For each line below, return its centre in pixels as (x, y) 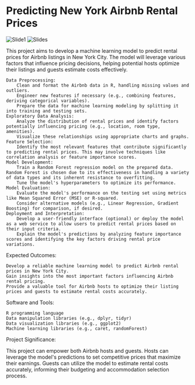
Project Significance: (31, 339)
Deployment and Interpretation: (45, 213)
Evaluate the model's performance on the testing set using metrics (102, 193)
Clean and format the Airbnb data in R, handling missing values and (103, 85)
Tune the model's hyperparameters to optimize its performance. (96, 183)
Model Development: (30, 162)
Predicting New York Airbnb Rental (92, 11)
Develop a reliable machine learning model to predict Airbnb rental (93, 266)
